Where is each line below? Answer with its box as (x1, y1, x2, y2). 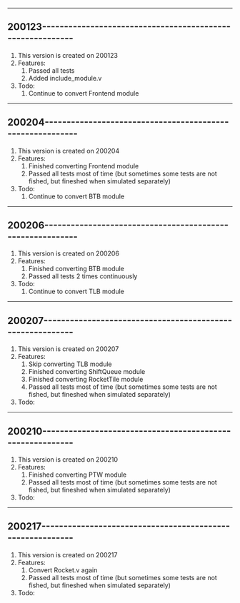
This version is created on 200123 (17, 51, 118, 59)
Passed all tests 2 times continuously (28, 272, 138, 280)
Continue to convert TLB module (28, 287, 125, 296)
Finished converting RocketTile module (28, 375, 144, 384)
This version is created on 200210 (17, 455, 119, 464)
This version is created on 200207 (17, 345, 119, 353)
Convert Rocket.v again (28, 565, 98, 574)
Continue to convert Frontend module (28, 88, 139, 97)
